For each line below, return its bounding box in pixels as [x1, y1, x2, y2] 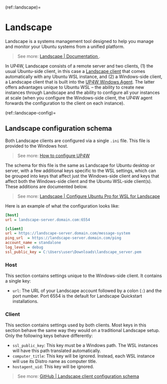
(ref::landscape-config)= [5, 109, 56, 115]
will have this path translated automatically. [12, 347, 101, 354]
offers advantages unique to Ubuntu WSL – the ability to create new [5, 84, 145, 90]
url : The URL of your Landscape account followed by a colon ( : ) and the [12, 287, 162, 294]
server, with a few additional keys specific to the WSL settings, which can [5, 167, 156, 173]
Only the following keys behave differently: [5, 332, 93, 339]
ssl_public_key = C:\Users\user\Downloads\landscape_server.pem [5, 249, 142, 254]
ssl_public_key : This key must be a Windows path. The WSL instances [12, 342, 158, 348]
